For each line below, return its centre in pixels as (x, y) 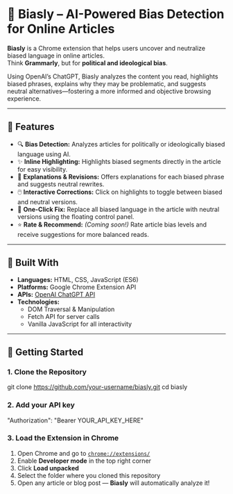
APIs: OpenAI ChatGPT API (56, 294)
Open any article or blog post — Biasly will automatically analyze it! (113, 483)
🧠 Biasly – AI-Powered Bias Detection (116, 14)
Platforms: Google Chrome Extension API (77, 287)
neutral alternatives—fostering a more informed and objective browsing (109, 91)
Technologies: (38, 302)
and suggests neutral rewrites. (61, 184)
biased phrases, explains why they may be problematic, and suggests (107, 83)
